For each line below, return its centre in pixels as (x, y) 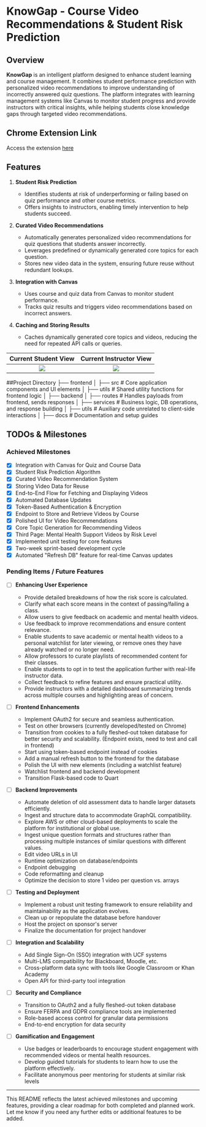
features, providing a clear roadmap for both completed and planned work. (101, 1105)
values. (33, 847)
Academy (36, 974)
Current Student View (42, 358)
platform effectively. (50, 1068)
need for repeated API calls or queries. (73, 343)
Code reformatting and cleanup (64, 874)
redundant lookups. (49, 270)
